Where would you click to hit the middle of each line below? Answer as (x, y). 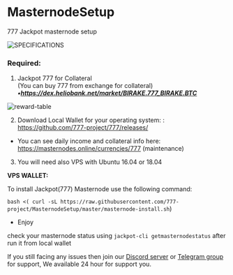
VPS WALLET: (28, 176)
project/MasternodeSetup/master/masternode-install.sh (89, 209)
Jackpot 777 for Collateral (54, 78)
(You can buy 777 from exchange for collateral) (85, 86)
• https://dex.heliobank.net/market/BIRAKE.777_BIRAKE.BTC (107, 93)
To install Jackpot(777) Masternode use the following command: (100, 189)
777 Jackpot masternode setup (52, 31)
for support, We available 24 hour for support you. (80, 264)
